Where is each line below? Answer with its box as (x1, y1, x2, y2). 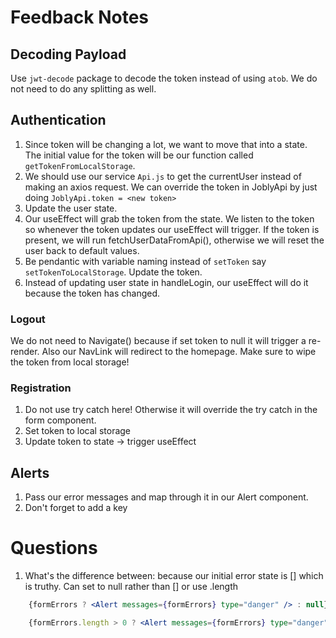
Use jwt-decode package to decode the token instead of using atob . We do (10, 72, 318, 84)
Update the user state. (24, 202, 118, 214)
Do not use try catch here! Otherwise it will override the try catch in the (24, 404, 318, 416)
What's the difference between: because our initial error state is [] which (24, 570, 324, 582)
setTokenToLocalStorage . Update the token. (24, 266, 203, 278)
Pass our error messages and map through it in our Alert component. (24, 491, 309, 503)
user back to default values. (24, 244, 140, 256)
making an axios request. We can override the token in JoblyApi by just (24, 181, 318, 193)
